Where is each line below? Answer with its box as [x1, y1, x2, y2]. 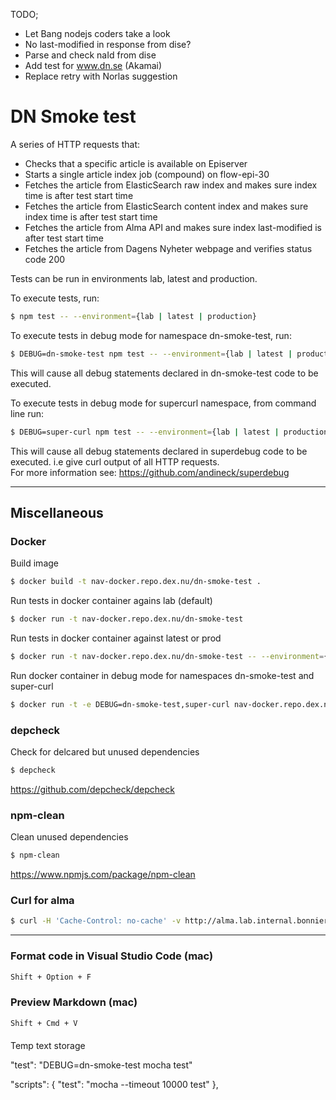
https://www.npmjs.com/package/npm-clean [10, 869, 196, 881]
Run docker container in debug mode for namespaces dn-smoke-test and [10, 669, 315, 681]
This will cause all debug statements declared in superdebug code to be [10, 445, 308, 457]
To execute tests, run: [10, 292, 100, 304]
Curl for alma [10, 894, 75, 908]
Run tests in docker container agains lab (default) [10, 595, 213, 607]
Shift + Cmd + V [10, 1018, 78, 1028]
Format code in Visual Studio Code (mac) [10, 949, 214, 963]
